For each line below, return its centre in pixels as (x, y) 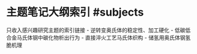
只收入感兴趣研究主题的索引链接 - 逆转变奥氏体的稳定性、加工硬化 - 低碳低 (98, 30)
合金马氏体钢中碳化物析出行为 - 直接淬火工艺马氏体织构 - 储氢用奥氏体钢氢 (98, 37)
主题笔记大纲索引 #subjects (75, 12)
